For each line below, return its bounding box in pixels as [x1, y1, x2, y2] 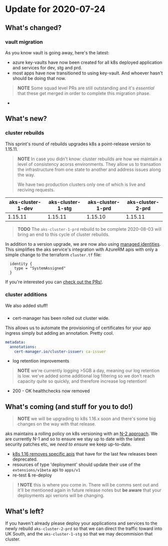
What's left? [5, 507, 44, 516]
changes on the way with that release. [17, 421, 96, 427]
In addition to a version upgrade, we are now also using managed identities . [5, 241, 161, 247]
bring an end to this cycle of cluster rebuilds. [17, 231, 110, 237]
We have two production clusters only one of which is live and [17, 181, 146, 187]
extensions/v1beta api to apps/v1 [12, 467, 81, 473]
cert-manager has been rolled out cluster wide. [12, 315, 110, 321]
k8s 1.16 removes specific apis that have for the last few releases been [12, 451, 157, 457]
